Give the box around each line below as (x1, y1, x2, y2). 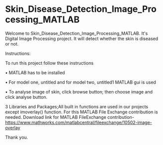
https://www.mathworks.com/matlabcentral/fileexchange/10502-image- (5, 119, 152, 125)
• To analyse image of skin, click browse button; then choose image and (5, 89, 153, 95)
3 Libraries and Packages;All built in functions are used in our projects (5, 103, 149, 109)
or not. (5, 41, 19, 47)
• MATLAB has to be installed (5, 69, 65, 75)
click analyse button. (5, 94, 48, 100)
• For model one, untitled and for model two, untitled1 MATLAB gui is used (5, 79, 156, 85)
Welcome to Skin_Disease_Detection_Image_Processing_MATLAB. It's (5, 30, 148, 36)
